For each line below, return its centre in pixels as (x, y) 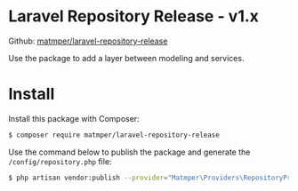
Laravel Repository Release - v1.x (134, 16)
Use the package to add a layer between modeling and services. (126, 58)
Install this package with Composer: (74, 118)
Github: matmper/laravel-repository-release (88, 41)
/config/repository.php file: (60, 161)
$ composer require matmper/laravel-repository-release (114, 135)
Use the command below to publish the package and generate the (129, 152)
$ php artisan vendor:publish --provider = (88, 178)
